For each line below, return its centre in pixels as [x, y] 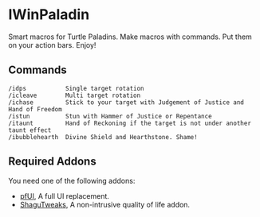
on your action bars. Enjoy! [52, 45]
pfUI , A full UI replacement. [65, 196]
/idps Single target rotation [77, 88]
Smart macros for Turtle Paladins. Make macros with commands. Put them [130, 37]
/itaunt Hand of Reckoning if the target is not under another [130, 123]
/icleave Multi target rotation [75, 95]
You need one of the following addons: [72, 180]
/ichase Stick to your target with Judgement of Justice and [126, 102]
